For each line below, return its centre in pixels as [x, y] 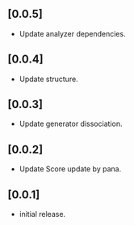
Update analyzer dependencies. [72, 33]
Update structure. [48, 79]
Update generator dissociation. [71, 124]
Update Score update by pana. [70, 169]
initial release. [42, 214]
